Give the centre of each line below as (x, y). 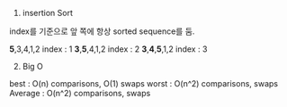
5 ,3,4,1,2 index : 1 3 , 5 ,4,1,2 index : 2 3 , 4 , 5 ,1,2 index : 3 (108, 49)
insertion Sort (48, 13)
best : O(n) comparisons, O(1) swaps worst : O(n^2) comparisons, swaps (144, 83)
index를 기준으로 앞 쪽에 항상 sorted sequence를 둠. (102, 31)
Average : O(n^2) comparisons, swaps (80, 93)
